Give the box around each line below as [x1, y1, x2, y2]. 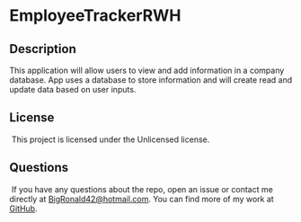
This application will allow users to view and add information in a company [9, 65, 285, 75]
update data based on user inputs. [9, 84, 137, 94]
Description [9, 41, 76, 57]
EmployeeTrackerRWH [9, 5, 181, 26]
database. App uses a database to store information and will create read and [9, 75, 293, 85]
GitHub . [9, 203, 38, 214]
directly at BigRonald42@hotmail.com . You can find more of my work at [9, 193, 274, 204]
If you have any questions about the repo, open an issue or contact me [11, 183, 274, 194]
